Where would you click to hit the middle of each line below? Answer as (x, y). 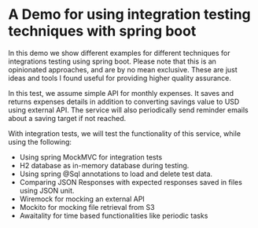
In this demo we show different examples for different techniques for (119, 53)
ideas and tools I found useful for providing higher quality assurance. (120, 78)
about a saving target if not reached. (67, 118)
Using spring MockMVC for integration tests (91, 157)
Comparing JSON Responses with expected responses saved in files (131, 182)
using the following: (40, 142)
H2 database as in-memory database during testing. (104, 165)
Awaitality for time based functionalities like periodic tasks (114, 215)
